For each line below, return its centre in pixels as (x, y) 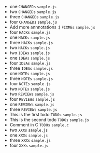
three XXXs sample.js (30, 140)
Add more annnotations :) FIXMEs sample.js (52, 27)
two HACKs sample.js (30, 48)
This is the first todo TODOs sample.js (46, 115)
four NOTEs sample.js (30, 84)
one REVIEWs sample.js (32, 104)
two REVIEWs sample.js (32, 94)
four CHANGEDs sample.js (33, 22)
